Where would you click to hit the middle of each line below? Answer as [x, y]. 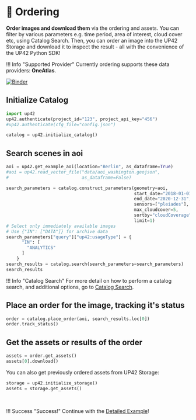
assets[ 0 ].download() [32, 361]
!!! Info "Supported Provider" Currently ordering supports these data [88, 64]
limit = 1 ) [145, 221]
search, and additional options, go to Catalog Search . [70, 287]
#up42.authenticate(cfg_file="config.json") [61, 124]
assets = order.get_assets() [41, 356]
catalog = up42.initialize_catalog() [52, 135]
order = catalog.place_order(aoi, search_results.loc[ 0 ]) [78, 319]
